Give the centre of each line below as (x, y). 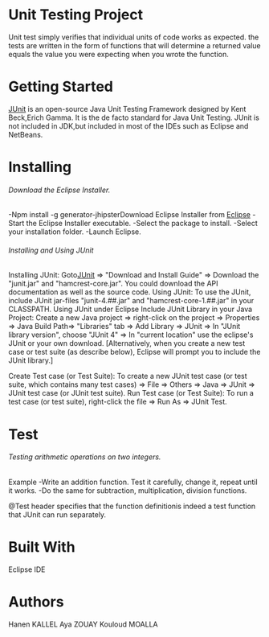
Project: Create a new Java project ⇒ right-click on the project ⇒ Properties (134, 318)
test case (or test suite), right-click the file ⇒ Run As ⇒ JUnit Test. (118, 402)
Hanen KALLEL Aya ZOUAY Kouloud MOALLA (83, 624)
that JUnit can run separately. (57, 514)
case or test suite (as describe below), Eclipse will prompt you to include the (134, 352)
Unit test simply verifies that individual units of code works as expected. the (134, 37)
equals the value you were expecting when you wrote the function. (118, 54)
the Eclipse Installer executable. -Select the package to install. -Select (142, 224)
